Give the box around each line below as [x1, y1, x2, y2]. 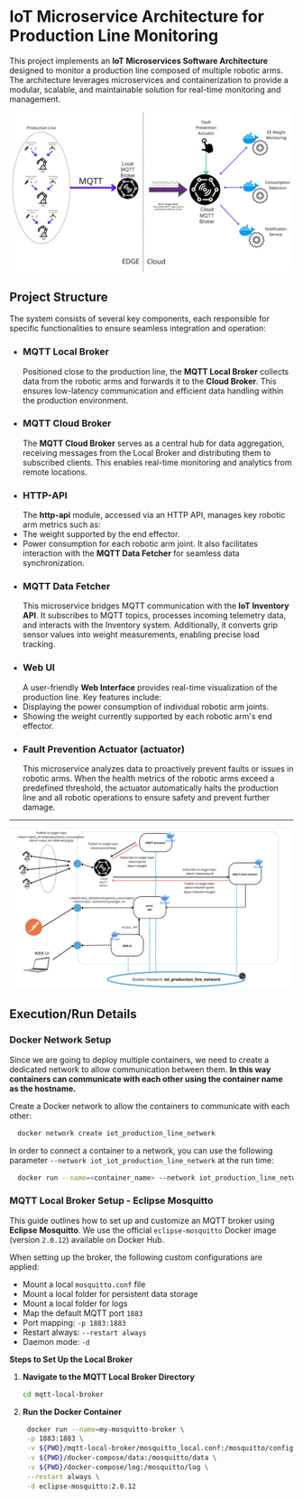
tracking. [22, 639, 56, 650]
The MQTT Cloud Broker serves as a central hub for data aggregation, [22, 438, 285, 449]
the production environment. [22, 394, 129, 405]
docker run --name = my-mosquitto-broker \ [26, 1424, 185, 1434]
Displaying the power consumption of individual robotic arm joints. [22, 701, 269, 712]
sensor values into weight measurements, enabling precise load [22, 629, 260, 640]
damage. [22, 801, 56, 813]
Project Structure [9, 289, 108, 304]
